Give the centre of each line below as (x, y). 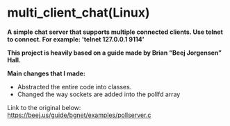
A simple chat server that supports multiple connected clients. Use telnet (115, 32)
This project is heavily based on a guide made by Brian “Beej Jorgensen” (115, 53)
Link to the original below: (44, 107)
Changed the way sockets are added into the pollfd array (99, 94)
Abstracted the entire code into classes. (74, 87)
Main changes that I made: (46, 73)
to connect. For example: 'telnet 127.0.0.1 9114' (76, 39)
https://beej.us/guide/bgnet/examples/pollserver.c (79, 115)
